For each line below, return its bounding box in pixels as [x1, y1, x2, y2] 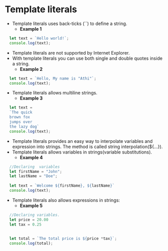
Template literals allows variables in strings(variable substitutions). [12, 149, 152, 155]
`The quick [9, 110, 33, 115]
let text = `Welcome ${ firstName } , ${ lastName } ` [9, 183, 115, 188]
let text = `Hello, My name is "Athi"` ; [9, 76, 97, 81]
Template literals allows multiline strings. [12, 90, 98, 96]
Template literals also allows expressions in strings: [12, 197, 121, 203]
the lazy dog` [9, 124, 39, 129]
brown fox [9, 115, 30, 120]
